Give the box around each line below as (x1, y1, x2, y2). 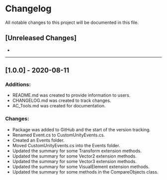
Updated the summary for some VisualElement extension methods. (12, 164, 150, 170)
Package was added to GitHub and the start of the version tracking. (12, 126, 151, 132)
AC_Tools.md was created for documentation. (12, 103, 106, 109)
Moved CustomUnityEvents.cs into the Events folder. (12, 142, 120, 148)
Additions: (5, 81, 31, 88)
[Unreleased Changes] (5, 34, 77, 42)
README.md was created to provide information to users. (12, 92, 131, 98)
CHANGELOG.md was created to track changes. (12, 97, 111, 103)
